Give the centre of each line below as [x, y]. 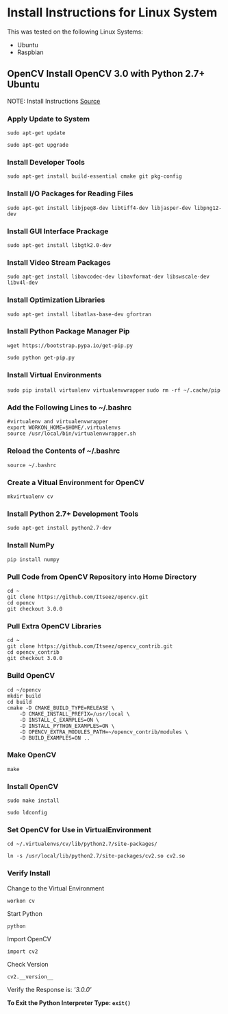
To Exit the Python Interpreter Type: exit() [69, 1002]
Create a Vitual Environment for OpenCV [76, 482]
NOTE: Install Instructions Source [54, 101]
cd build [20, 702]
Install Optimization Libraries [56, 300]
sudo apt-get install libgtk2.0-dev [59, 245]
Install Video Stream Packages [59, 262]
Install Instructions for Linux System [112, 13]
